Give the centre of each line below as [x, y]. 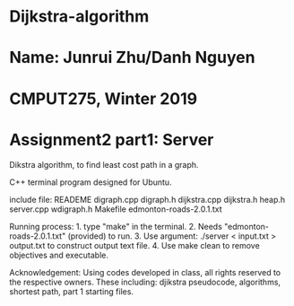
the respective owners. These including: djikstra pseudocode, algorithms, [145, 282]
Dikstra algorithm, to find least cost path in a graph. [104, 164]
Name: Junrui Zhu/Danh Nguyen [132, 58]
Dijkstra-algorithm [79, 17]
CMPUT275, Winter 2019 [104, 98]
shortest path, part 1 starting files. [72, 291]
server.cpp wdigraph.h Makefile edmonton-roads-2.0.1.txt [116, 209]
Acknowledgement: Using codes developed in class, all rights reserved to [145, 272]
